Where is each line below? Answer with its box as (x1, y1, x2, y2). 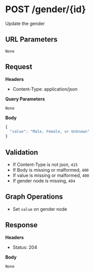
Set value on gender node (12, 206, 68, 212)
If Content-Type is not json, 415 (12, 161, 78, 168)
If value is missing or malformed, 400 (12, 172, 89, 178)
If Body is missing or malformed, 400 (12, 167, 89, 173)
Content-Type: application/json (12, 86, 78, 92)
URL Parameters (5, 35, 57, 44)
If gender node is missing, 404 (12, 178, 75, 184)
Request (5, 63, 33, 71)
